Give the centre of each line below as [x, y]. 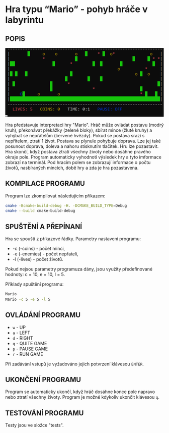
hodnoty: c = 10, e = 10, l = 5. [35, 275]
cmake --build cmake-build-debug [40, 211]
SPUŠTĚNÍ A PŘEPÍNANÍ [44, 226]
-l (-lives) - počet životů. [38, 259]
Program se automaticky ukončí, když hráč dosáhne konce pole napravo [80, 392]
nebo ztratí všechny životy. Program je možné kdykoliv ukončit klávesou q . [82, 397]
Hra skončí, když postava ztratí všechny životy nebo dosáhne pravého [78, 151]
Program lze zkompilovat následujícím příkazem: [55, 196]
